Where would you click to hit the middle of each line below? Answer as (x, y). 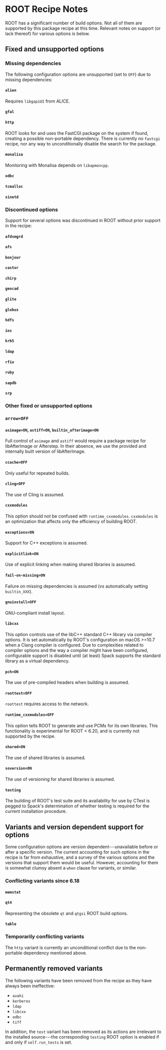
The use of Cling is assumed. (35, 495)
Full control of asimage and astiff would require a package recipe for (76, 441)
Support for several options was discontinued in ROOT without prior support (83, 220)
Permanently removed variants (54, 969)
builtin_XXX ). (19, 591)
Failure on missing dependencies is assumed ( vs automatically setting (77, 586)
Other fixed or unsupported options (49, 406)
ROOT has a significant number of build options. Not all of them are (74, 23)
